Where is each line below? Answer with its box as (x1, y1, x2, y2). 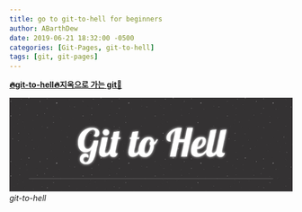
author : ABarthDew (9, 23, 78, 33)
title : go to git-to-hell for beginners (9, 14, 164, 23)
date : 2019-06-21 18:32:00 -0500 (9, 33, 135, 42)
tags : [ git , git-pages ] (9, 52, 99, 62)
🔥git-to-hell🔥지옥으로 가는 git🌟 (9, 79, 123, 90)
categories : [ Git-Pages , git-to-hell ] (9, 43, 155, 52)
